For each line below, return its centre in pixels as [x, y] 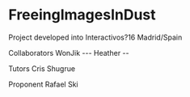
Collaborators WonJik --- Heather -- [69, 53]
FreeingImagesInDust [82, 15]
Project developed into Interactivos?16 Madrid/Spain [95, 37]
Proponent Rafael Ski [43, 84]
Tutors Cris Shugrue [42, 68]
